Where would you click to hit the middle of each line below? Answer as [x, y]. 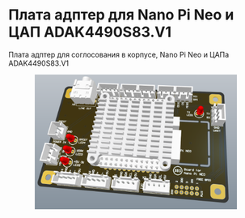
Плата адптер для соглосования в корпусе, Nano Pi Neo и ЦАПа [119, 54]
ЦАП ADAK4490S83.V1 [90, 32]
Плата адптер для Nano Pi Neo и [121, 15]
